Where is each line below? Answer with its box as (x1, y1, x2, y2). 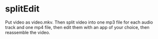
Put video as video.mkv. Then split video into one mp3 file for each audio (5, 19, 154, 25)
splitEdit (5, 3, 40, 14)
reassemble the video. (5, 29, 50, 35)
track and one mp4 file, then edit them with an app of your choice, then (5, 24, 150, 30)
